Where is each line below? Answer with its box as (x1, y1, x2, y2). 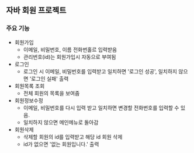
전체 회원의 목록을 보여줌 (23, 90, 80, 97)
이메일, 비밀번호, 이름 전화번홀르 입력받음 (23, 46, 117, 53)
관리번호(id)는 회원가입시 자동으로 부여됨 (23, 53, 116, 60)
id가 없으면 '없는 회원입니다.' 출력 (23, 140, 99, 147)
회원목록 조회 (14, 82, 45, 89)
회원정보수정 (14, 97, 44, 104)
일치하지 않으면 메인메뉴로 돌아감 (23, 119, 99, 126)
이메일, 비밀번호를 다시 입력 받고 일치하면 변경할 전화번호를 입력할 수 (23, 104, 179, 111)
